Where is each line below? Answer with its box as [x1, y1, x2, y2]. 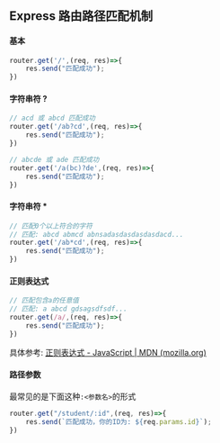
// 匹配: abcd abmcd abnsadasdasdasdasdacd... [9, 230, 184, 239]
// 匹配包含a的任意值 [9, 296, 79, 305]
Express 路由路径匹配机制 [9, 8, 154, 24]
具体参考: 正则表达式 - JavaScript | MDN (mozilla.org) [9, 347, 207, 357]
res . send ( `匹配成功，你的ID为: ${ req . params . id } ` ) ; [25, 417, 213, 426]
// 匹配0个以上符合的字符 [9, 221, 92, 231]
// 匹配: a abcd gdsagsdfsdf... [9, 304, 128, 313]
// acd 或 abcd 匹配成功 [9, 113, 96, 123]
